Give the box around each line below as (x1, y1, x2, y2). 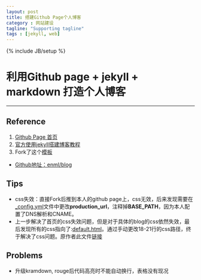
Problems (6, 251, 43, 261)
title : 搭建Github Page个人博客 (6, 14, 82, 20)
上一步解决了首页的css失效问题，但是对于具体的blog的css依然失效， (14, 218, 185, 225)
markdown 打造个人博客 (6, 85, 126, 99)
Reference (6, 117, 46, 127)
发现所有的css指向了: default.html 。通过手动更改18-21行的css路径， (20, 225, 187, 232)
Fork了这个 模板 (14, 148, 53, 156)
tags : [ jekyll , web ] (6, 31, 60, 37)
